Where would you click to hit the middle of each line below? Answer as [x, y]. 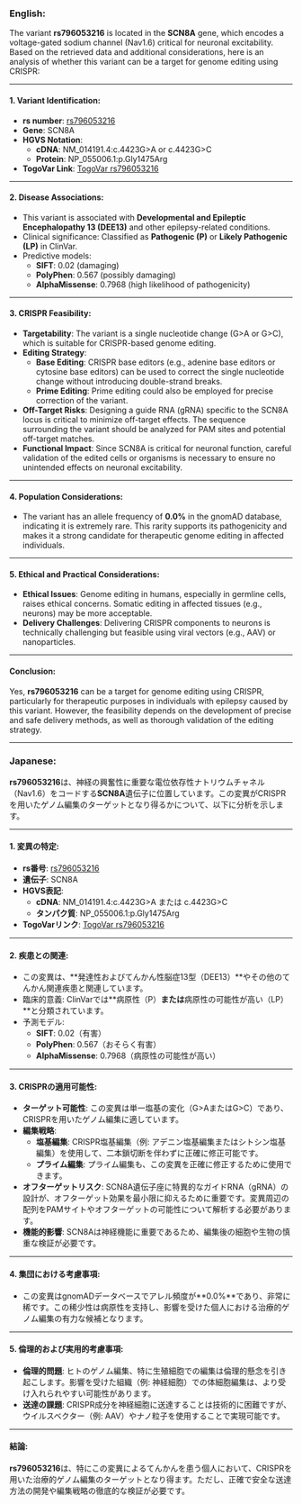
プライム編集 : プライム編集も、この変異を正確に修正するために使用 [160, 1164]
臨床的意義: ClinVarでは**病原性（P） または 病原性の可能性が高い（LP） [155, 1000]
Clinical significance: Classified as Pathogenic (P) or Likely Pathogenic [155, 236]
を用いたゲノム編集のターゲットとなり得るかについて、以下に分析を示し [143, 804]
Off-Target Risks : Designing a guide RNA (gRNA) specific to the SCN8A [155, 410]
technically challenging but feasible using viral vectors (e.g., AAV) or [149, 632]
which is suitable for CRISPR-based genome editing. [119, 343]
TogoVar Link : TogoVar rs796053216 [90, 168]
